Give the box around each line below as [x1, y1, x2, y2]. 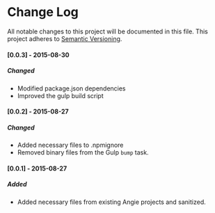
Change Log [7, 4, 79, 20]
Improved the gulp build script [17, 91, 104, 100]
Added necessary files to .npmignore [17, 141, 124, 150]
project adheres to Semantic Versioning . [7, 34, 122, 42]
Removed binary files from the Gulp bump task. [17, 148, 149, 157]
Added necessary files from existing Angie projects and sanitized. [17, 198, 207, 206]
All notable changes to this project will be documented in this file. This [7, 27, 209, 35]
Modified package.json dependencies [17, 84, 127, 93]
